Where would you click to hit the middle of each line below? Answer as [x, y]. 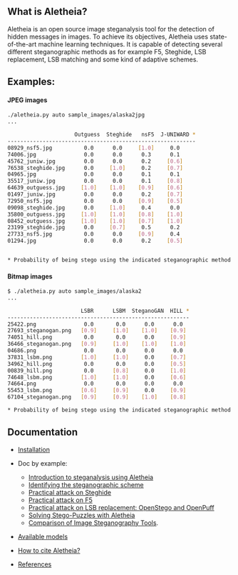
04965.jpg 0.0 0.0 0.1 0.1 [94, 174]
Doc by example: [42, 463]
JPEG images [27, 100]
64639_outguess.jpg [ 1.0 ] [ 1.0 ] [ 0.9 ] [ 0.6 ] [95, 188]
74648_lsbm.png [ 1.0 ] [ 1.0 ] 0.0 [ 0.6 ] [97, 377]
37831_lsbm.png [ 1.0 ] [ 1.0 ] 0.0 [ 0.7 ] [97, 357]
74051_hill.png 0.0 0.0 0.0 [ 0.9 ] [97, 337]
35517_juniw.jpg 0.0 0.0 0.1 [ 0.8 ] [95, 181]
